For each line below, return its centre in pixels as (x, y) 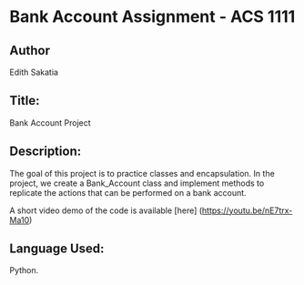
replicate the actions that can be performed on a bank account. (128, 192)
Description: (46, 152)
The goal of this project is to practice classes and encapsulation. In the (142, 173)
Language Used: (57, 249)
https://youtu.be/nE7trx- (247, 210)
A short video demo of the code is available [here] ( (106, 210)
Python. (24, 270)
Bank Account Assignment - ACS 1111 (152, 17)
